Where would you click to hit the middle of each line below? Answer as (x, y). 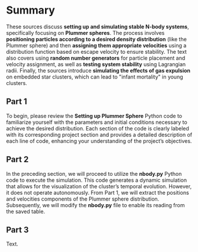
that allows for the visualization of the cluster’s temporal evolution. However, (99, 186)
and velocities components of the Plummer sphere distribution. (83, 199)
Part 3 (17, 230)
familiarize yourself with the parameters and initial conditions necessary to (97, 122)
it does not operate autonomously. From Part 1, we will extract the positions (98, 192)
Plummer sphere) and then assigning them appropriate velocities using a (96, 45)
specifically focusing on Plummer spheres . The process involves (85, 32)
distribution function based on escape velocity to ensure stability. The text (97, 51)
